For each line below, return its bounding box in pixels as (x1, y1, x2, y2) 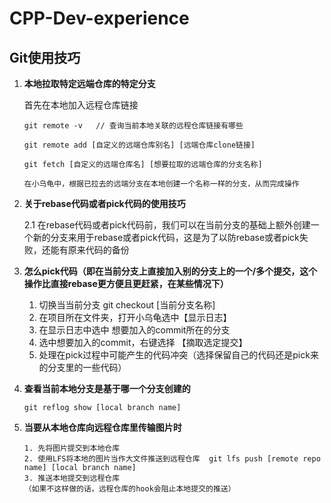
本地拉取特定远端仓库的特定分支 (23, 78, 156, 89)
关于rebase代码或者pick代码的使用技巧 (23, 198, 186, 209)
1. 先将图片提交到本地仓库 (23, 443, 121, 453)
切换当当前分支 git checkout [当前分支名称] (38, 299, 216, 311)
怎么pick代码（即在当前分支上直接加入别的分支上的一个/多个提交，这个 (23, 265, 318, 277)
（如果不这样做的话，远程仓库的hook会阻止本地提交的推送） (23, 484, 236, 494)
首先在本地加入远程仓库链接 (23, 99, 139, 111)
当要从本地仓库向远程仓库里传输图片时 (23, 422, 182, 433)
